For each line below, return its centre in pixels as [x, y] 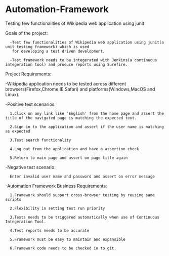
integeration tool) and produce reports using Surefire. [67, 64]
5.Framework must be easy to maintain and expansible [68, 239]
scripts [13, 199]
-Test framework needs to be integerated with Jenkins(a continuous [83, 60]
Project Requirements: [28, 74]
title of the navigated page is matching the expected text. [71, 118]
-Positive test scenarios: [30, 104]
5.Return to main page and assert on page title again [69, 158]
